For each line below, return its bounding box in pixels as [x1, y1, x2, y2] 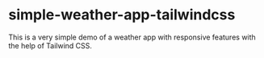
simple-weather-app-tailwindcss [8, 6, 236, 24]
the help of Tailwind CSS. [8, 40, 93, 50]
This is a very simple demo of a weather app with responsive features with [8, 32, 256, 42]
